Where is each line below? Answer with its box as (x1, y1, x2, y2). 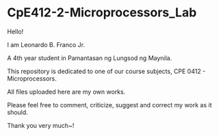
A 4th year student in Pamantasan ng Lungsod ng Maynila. (7, 53, 172, 62)
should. (7, 108, 29, 116)
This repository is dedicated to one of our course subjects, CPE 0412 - (7, 67, 206, 75)
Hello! (7, 27, 24, 36)
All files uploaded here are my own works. (7, 87, 126, 96)
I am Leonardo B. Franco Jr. (7, 40, 86, 49)
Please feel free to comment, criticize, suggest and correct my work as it (7, 100, 212, 109)
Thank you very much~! (7, 121, 75, 129)
